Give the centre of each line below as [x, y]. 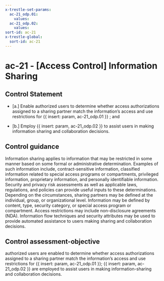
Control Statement [34, 94]
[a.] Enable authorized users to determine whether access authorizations [86, 106]
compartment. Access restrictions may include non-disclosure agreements [81, 210]
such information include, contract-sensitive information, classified [73, 169]
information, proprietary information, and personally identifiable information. [82, 179]
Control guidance [32, 147]
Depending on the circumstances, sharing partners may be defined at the [79, 195]
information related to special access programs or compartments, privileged [82, 174]
